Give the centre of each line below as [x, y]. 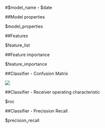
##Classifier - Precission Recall [36, 111]
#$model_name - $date [29, 8]
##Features [17, 36]
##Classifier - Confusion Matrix [36, 73]
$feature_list [17, 45]
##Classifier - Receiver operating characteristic [53, 92]
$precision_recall [22, 120]
